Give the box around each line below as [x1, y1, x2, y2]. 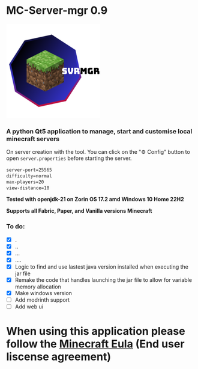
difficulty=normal [6, 173, 52, 179]
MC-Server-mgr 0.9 [6, 4, 108, 17]
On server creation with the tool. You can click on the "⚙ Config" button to [6, 148, 190, 156]
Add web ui [14, 303, 44, 310]
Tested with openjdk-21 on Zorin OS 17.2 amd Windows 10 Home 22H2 [6, 196, 184, 203]
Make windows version [14, 289, 72, 296]
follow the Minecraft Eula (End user [6, 337, 185, 351]
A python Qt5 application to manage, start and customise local [6, 127, 193, 135]
